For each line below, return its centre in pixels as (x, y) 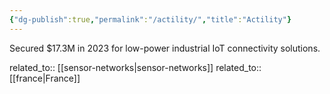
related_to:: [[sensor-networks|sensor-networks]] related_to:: (135, 67)
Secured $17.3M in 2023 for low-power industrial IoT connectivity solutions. (165, 48)
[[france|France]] (45, 78)
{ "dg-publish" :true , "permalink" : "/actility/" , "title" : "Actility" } (150, 19)
